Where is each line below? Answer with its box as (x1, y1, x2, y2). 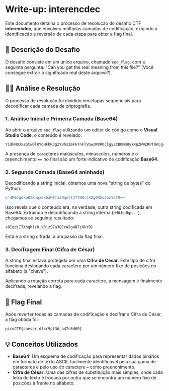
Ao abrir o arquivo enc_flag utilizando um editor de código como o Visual (5, 127, 157, 133)
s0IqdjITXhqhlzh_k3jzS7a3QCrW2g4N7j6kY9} (5, 225, 94, 230)
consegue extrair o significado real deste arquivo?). (5, 69, 112, 75)
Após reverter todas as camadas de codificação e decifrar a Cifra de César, (5, 311, 162, 318)
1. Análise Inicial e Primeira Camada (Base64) (5, 115, 118, 122)
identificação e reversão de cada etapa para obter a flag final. (5, 31, 133, 37)
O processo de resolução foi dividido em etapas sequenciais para (5, 97, 141, 104)
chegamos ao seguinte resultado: (5, 215, 74, 221)
